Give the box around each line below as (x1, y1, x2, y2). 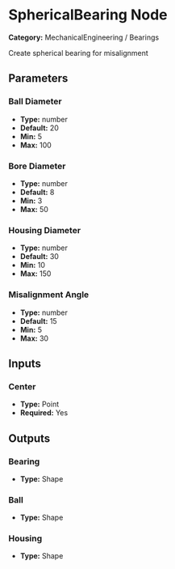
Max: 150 (19, 269, 52, 278)
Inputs (8, 356, 42, 370)
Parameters (8, 71, 69, 86)
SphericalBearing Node (8, 6, 168, 24)
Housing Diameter (8, 224, 81, 236)
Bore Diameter (8, 160, 66, 172)
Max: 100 (19, 140, 52, 150)
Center (8, 380, 36, 392)
